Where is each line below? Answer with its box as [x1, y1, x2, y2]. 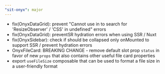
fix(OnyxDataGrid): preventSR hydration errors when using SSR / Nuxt [12, 31, 156, 37]
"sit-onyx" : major [5, 7, 43, 12]
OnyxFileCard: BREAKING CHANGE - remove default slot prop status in [12, 47, 160, 53]
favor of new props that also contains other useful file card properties [12, 53, 155, 59]
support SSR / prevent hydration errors [12, 42, 92, 48]
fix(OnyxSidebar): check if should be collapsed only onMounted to [12, 37, 149, 43]
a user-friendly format [12, 63, 58, 69]
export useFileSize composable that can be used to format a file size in [12, 58, 160, 64]
